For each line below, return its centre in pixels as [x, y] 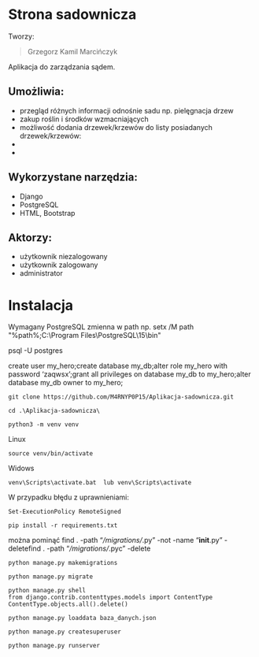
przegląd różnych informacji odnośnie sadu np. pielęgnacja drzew [126, 110]
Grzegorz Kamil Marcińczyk [72, 51]
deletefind [25, 548]
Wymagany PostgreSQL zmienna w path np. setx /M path [101, 327]
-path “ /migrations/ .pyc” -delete [99, 548]
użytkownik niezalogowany [63, 257]
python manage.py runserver [54, 646]
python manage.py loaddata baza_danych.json [82, 618]
